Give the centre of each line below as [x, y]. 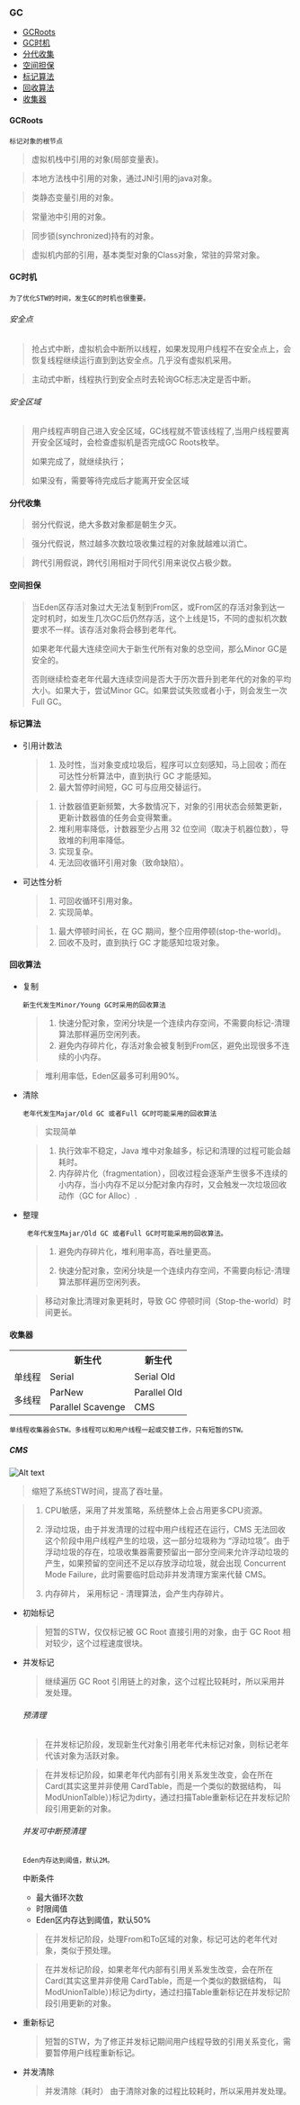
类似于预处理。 [88, 1950]
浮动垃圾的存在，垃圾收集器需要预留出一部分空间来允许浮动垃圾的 [167, 1552]
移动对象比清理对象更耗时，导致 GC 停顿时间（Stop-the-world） [164, 1301]
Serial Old [155, 1377]
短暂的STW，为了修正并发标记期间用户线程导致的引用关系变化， [164, 2041]
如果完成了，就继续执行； [79, 462]
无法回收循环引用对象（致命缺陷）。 [123, 863]
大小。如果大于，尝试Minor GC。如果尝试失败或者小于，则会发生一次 [159, 690]
